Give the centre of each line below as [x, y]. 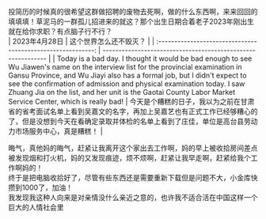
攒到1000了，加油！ [41, 187]
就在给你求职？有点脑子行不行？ [60, 31]
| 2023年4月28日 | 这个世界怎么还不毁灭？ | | [82, 41]
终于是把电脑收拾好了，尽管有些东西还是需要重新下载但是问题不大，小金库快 [133, 177]
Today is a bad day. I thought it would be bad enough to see [154, 59]
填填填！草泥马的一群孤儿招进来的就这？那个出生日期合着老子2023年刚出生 [131, 21]
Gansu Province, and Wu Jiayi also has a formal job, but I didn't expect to [127, 75]
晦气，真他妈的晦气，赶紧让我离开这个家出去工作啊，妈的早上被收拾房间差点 [133, 148]
